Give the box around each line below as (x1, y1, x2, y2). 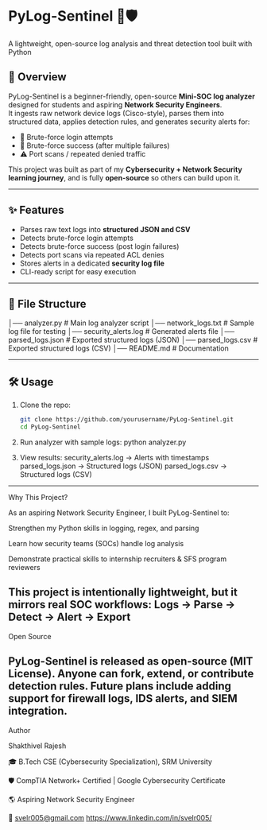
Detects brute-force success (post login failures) (19, 241, 180, 251)
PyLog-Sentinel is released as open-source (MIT (8, 654, 253, 669)
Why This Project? (8, 492, 68, 502)
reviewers (8, 562, 41, 572)
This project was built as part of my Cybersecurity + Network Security (8, 165, 242, 174)
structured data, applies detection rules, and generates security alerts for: (8, 117, 250, 126)
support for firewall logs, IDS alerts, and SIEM (8, 692, 238, 705)
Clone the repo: (19, 400, 72, 410)
